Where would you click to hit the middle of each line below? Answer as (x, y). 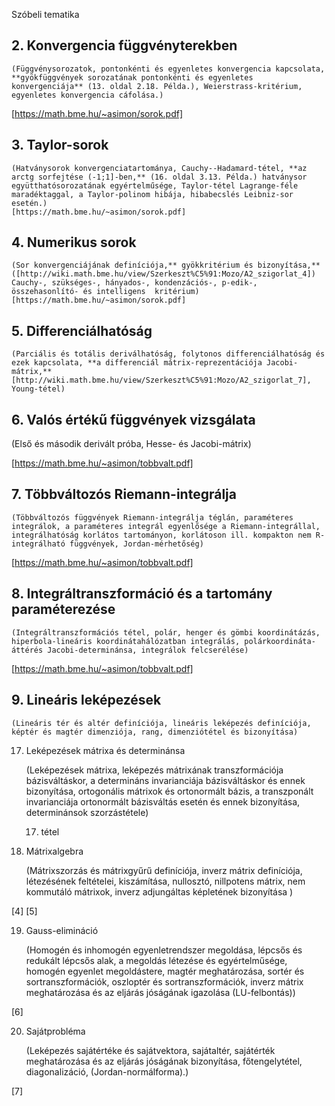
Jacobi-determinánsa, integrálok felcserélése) (148, 650)
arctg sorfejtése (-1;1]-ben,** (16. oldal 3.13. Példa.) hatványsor (159, 177)
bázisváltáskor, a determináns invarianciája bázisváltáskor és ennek (165, 780)
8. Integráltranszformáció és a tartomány (142, 594)
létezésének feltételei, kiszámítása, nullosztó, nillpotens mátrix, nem (165, 881)
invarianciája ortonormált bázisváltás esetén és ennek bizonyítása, (163, 801)
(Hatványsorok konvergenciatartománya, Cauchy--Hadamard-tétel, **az (159, 168)
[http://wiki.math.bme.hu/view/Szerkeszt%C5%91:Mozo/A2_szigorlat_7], (161, 380)
